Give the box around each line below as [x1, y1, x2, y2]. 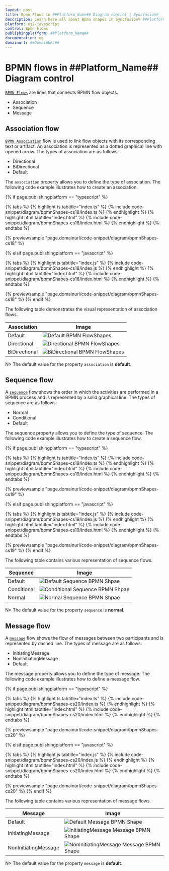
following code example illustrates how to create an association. [5, 184, 138, 190]
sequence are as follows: [5, 400, 57, 406]
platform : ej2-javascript [5, 21, 59, 27]
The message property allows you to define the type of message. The [5, 671, 150, 677]
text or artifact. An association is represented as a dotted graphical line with [5, 143, 162, 149]
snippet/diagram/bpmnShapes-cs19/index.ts [5, 460, 98, 466]
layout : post [5, 7, 33, 13]
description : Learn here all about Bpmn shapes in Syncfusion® [5, 17, 141, 22]
